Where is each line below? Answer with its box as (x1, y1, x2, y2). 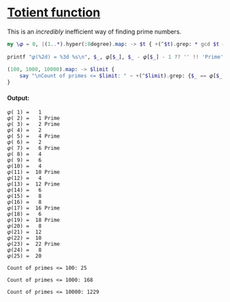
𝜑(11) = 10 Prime (7, 169, 60, 176)
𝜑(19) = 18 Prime (7, 217, 60, 224)
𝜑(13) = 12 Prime (7, 181, 60, 188)
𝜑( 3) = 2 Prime (7, 121, 60, 128)
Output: (7, 94, 29, 102)
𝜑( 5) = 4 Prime (7, 133, 60, 140)
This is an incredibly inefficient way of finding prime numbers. (7, 27, 181, 36)
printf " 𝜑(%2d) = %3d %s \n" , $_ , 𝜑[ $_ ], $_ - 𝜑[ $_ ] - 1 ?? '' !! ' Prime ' (7, 53, 224, 60)
